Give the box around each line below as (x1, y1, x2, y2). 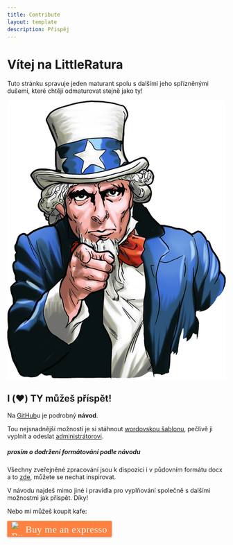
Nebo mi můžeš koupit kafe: (7, 507, 87, 515)
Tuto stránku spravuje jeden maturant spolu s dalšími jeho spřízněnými (7, 80, 209, 88)
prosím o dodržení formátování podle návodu (7, 448, 141, 456)
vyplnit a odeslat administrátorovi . (7, 432, 104, 440)
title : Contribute (7, 11, 60, 18)
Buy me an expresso (25, 524, 107, 535)
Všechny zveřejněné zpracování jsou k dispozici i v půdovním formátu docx (7, 465, 223, 474)
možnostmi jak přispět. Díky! (7, 493, 89, 502)
